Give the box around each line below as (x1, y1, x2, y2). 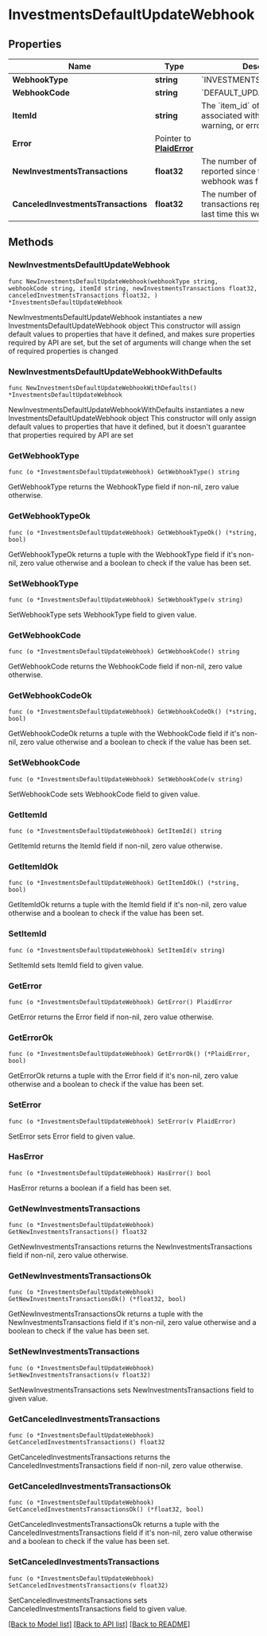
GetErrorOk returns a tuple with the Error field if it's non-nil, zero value (8, 1071, 238, 1081)
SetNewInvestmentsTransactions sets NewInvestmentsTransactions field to (8, 1385, 254, 1394)
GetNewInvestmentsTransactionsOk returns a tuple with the (8, 1309, 203, 1319)
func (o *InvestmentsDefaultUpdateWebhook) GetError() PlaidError (8, 998, 233, 1006)
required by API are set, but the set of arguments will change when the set (8, 337, 252, 347)
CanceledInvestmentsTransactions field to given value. (8, 1603, 188, 1613)
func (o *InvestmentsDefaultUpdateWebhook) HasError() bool (8, 1169, 212, 1177)
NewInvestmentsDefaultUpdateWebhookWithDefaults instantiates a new (8, 404, 245, 415)
